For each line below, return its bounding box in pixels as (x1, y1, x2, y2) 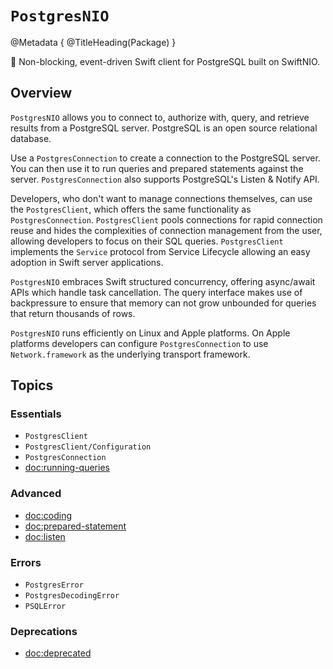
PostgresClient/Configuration (24, 442, 152, 452)
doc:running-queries (24, 462, 110, 474)
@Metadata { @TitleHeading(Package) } (10, 36, 177, 48)
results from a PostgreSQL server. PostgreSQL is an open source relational (10, 122, 318, 134)
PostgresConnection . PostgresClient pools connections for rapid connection (10, 213, 323, 226)
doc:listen (24, 530, 66, 542)
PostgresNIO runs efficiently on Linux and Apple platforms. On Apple (10, 327, 291, 339)
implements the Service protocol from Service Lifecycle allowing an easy (10, 245, 311, 257)
